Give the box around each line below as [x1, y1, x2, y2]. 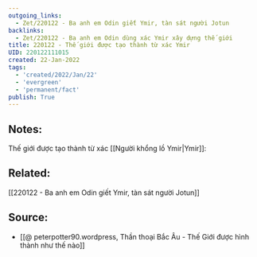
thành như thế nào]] [19, 240, 85, 250]
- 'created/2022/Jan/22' [15, 71, 98, 79]
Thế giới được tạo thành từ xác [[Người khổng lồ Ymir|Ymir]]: [8, 144, 207, 154]
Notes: [8, 123, 42, 136]
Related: [8, 166, 51, 180]
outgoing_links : [8, 11, 62, 20]
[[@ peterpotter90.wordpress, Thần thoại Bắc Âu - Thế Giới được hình [19, 232, 250, 241]
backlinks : [8, 26, 45, 34]
